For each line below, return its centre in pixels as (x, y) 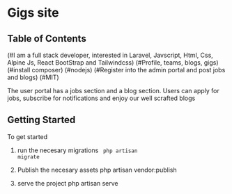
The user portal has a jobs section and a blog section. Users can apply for (113, 91)
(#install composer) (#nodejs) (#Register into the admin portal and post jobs (116, 70)
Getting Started (41, 120)
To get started (28, 136)
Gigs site (33, 13)
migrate (28, 157)
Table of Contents (47, 39)
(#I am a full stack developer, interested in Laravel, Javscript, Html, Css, (110, 55)
